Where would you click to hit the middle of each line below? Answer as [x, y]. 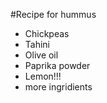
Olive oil [41, 55]
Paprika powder [57, 65]
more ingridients [58, 87]
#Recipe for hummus [53, 14]
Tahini [37, 44]
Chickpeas [47, 33]
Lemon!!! [43, 76]
